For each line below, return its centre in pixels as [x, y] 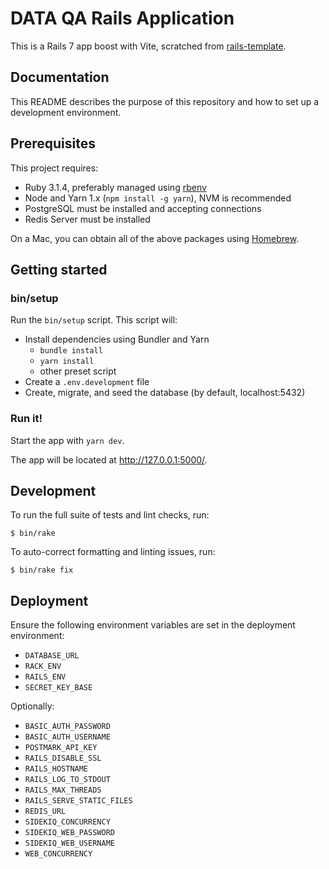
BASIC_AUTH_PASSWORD [67, 727]
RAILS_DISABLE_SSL [63, 758]
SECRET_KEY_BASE [58, 688]
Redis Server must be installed [87, 219]
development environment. [66, 112]
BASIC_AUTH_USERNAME [67, 737]
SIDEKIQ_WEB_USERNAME [69, 843]
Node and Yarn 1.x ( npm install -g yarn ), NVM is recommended [158, 198]
